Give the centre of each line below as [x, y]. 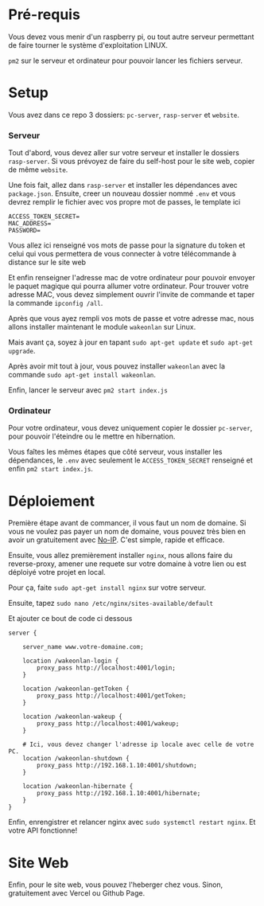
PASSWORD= [25, 231]
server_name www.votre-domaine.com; [83, 647]
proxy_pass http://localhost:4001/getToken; [112, 696]
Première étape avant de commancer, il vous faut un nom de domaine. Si [127, 523]
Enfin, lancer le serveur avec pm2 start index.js [88, 390]
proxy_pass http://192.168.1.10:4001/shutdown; [117, 766]
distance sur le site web [47, 262]
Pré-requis [45, 15]
